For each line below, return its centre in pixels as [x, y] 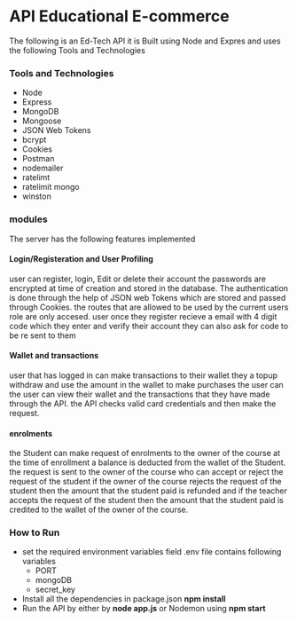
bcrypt [34, 140]
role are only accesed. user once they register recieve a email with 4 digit [143, 316]
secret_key [55, 590]
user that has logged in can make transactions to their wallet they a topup [143, 375]
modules [28, 219]
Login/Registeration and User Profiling [81, 259]
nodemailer [43, 168]
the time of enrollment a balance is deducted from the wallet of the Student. [148, 462]
